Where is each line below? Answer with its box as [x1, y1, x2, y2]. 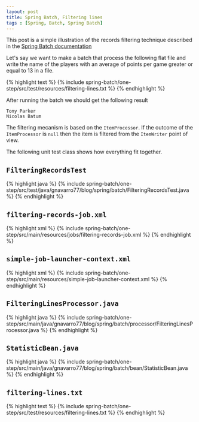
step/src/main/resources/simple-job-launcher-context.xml [6, 275, 150, 282]
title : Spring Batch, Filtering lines [6, 14, 103, 20]
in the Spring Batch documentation [6, 43, 92, 50]
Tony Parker [6, 108, 36, 114]
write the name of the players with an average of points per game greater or [6, 61, 193, 68]
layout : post [6, 8, 39, 15]
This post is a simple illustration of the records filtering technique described [6, 37, 192, 44]
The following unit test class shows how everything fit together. [6, 148, 163, 156]
